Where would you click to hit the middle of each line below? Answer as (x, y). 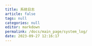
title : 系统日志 (20, 9)
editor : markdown (23, 27)
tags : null (16, 18)
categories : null (23, 23)
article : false (20, 14)
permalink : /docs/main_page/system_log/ (46, 32)
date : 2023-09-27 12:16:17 (32, 36)
